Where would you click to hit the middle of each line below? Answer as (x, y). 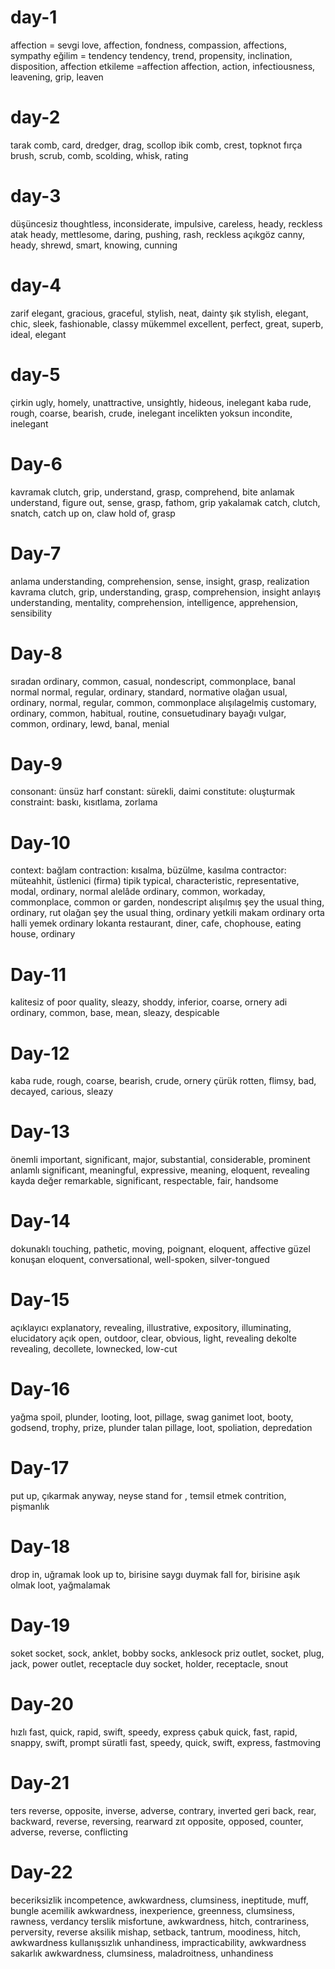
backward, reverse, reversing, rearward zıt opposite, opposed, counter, (157, 1821)
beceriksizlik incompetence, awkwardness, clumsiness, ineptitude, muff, (159, 1900)
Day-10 (40, 842)
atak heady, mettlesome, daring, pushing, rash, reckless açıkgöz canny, (158, 234)
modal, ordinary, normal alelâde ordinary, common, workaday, (138, 892)
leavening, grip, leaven (57, 77)
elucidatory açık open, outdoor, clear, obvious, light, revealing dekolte (153, 1338)
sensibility (31, 613)
